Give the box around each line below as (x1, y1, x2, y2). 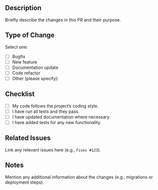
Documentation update (12, 64, 59, 70)
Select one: (5, 44, 28, 50)
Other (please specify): (12, 75, 59, 81)
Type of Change (5, 31, 55, 40)
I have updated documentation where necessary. (12, 114, 111, 120)
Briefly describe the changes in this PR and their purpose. (5, 17, 121, 22)
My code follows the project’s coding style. (12, 103, 99, 109)
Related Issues (5, 134, 51, 142)
